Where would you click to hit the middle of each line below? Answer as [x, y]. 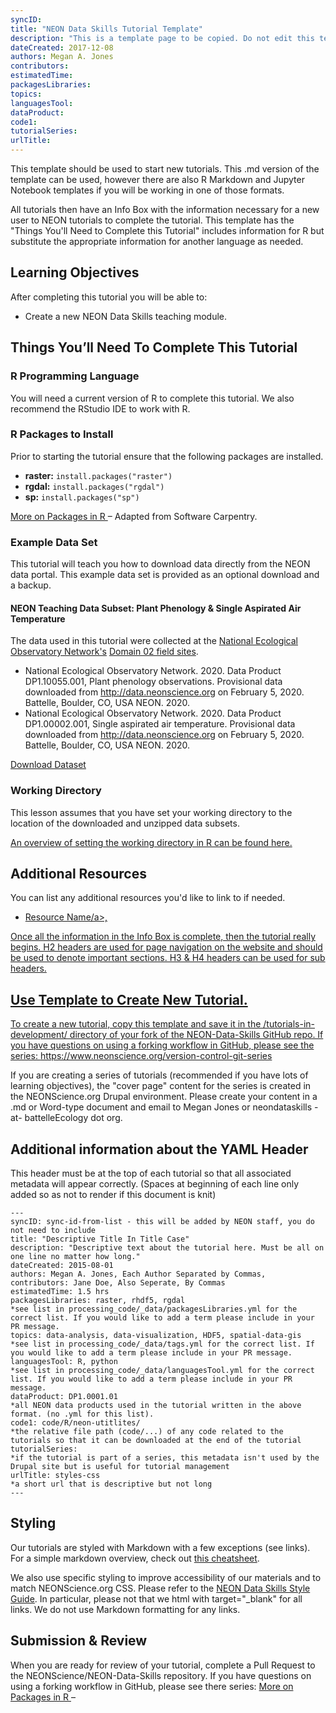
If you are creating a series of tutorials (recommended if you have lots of [159, 1075]
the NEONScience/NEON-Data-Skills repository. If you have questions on [161, 1675]
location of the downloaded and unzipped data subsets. [125, 823]
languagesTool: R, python [64, 1362]
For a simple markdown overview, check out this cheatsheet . [135, 1558]
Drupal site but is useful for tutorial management [120, 1467]
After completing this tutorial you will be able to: [109, 297]
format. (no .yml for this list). [82, 1414]
